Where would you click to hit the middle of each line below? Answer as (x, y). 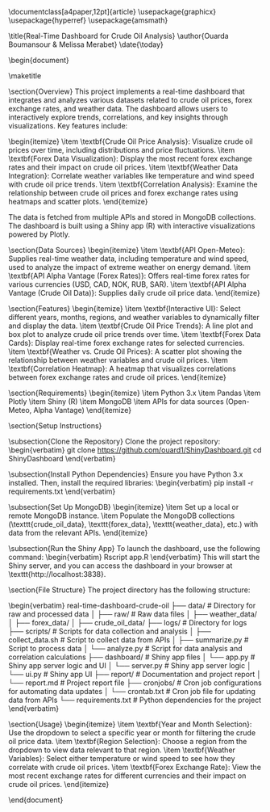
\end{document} (36, 800)
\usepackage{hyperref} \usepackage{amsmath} (88, 20)
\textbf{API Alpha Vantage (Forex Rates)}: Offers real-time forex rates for (129, 276)
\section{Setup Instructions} (55, 426)
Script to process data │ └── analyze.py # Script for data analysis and (125, 648)
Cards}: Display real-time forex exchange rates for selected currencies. (127, 343)
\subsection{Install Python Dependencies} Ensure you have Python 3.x (126, 474)
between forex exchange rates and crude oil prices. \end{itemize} (118, 377)
